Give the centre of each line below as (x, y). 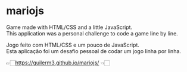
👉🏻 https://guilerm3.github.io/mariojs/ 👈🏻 (58, 63)
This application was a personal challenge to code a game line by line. (92, 33)
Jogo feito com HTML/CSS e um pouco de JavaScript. (73, 45)
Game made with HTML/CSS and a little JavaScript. (69, 27)
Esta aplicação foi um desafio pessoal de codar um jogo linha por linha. (94, 51)
